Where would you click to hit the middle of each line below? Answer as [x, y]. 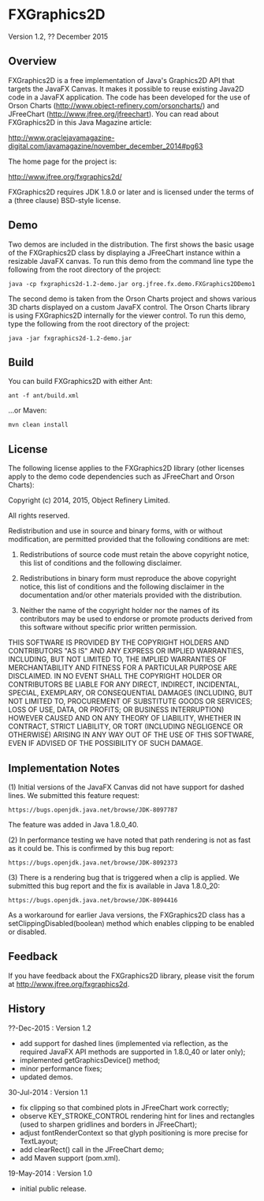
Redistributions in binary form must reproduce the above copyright [128, 578]
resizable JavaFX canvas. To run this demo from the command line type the [131, 261]
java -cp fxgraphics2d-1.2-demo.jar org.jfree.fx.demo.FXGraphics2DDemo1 [132, 284]
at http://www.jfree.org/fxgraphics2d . [69, 984]
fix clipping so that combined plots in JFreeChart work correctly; [124, 1107]
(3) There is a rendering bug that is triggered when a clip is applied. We [124, 877]
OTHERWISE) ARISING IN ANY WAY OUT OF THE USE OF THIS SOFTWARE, [131, 735]
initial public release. [53, 1188]
